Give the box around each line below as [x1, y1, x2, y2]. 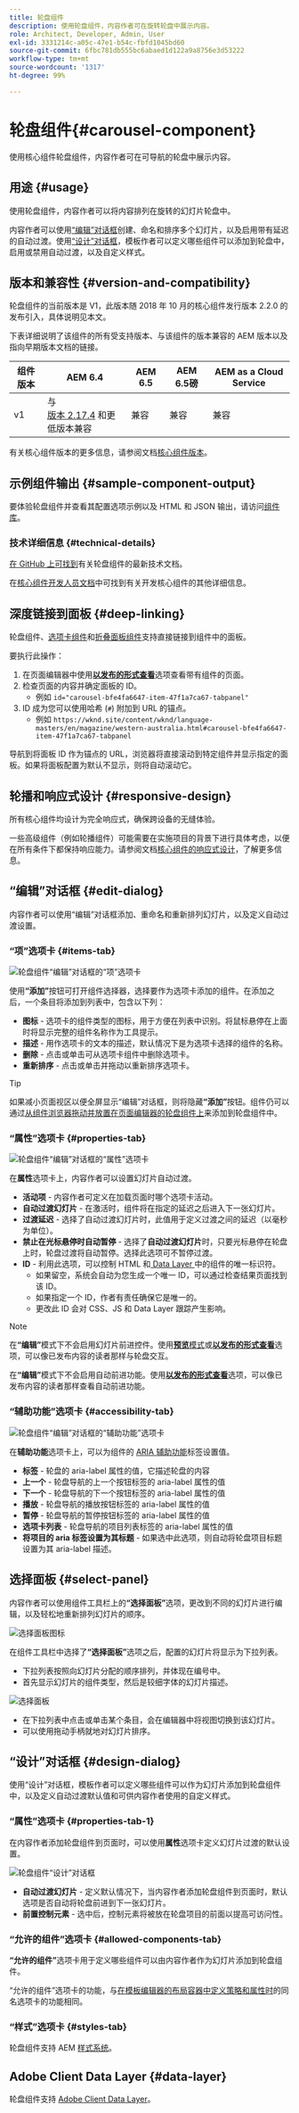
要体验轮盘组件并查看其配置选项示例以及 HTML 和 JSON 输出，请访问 [9, 501, 264, 512]
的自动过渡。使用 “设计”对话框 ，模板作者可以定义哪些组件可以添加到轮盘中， [9, 235, 289, 246]
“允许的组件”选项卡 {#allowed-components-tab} [9, 1933, 222, 1945]
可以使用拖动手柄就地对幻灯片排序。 [21, 1725, 156, 1736]
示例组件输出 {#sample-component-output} [9, 475, 256, 491]
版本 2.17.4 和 [47, 409, 107, 422]
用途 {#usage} [9, 180, 90, 195]
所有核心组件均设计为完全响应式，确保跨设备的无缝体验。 [9, 813, 220, 825]
